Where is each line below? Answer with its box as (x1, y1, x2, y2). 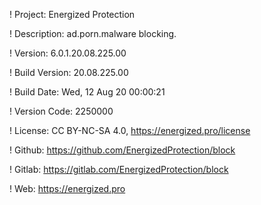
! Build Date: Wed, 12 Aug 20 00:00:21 (9, 86, 166, 98)
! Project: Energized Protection (9, 9, 136, 20)
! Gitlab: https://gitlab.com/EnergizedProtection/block (9, 164, 229, 175)
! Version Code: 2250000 (9, 105, 114, 117)
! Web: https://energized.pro (9, 183, 126, 194)
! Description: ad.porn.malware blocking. (9, 28, 177, 39)
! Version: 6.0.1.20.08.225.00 (9, 47, 127, 59)
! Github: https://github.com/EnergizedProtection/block (9, 144, 236, 156)
